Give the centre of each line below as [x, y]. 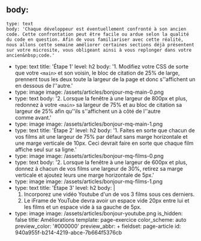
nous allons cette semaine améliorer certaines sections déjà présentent [100, 44]
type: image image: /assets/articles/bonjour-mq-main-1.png [89, 124]
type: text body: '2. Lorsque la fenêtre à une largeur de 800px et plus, [101, 98]
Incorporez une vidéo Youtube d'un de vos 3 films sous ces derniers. [109, 194]
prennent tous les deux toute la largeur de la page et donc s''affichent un [105, 79]
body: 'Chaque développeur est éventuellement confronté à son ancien [96, 29]
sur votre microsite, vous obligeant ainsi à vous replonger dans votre [99, 50]
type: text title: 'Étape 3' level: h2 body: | [65, 188]
